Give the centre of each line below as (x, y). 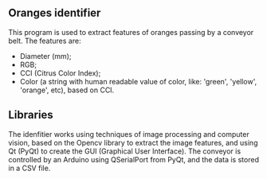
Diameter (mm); (45, 56)
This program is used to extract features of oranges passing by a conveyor (131, 32)
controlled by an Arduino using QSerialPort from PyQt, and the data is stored (133, 159)
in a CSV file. (29, 168)
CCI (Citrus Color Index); (60, 73)
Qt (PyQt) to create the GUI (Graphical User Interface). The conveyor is (125, 151)
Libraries (31, 115)
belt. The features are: (45, 41)
